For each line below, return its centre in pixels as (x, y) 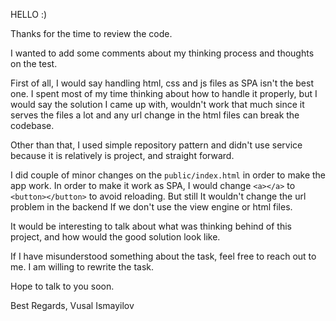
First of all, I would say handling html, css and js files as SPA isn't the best (162, 83)
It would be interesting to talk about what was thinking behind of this (151, 226)
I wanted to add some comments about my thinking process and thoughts (162, 53)
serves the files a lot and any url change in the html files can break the (155, 115)
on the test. (34, 63)
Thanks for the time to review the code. (91, 33)
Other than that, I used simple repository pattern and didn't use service (156, 145)
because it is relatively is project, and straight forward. (122, 155)
